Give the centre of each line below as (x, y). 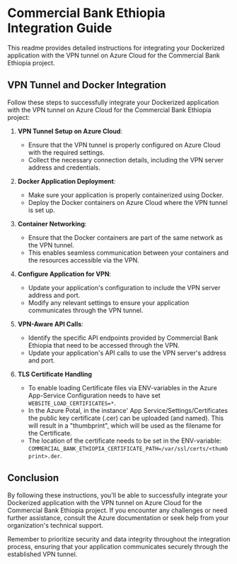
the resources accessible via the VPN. (83, 260)
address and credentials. (64, 167)
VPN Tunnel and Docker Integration (87, 85)
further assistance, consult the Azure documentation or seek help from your (118, 518)
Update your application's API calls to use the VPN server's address (127, 353)
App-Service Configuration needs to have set (94, 395)
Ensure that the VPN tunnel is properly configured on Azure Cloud (124, 145)
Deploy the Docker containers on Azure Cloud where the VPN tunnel (128, 202)
